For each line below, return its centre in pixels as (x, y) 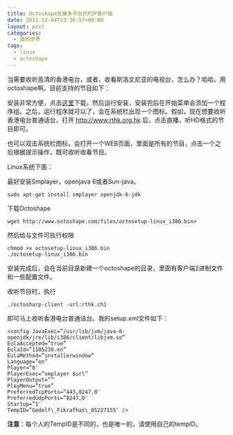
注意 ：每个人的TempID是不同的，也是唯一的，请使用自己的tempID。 (105, 424)
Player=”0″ (23, 368)
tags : (15, 46)
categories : (24, 33)
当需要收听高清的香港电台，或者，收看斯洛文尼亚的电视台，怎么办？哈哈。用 (116, 79)
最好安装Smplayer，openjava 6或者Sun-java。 (74, 181)
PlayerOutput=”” (31, 380)
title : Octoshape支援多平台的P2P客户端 (60, 14)
